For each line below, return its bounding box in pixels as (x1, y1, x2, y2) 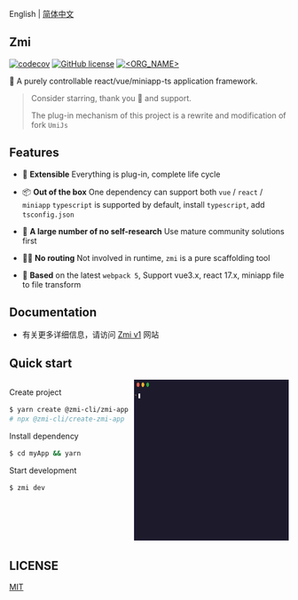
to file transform (21, 279, 82, 289)
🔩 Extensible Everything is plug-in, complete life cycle (21, 169, 221, 179)
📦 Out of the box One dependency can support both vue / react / (21, 186, 263, 197)
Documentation (9, 305, 98, 320)
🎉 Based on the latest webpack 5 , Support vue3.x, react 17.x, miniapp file (21, 270, 285, 280)
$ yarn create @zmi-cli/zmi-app (9, 406, 129, 414)
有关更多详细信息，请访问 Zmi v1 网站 (21, 329, 160, 340)
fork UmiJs (30, 119, 68, 130)
